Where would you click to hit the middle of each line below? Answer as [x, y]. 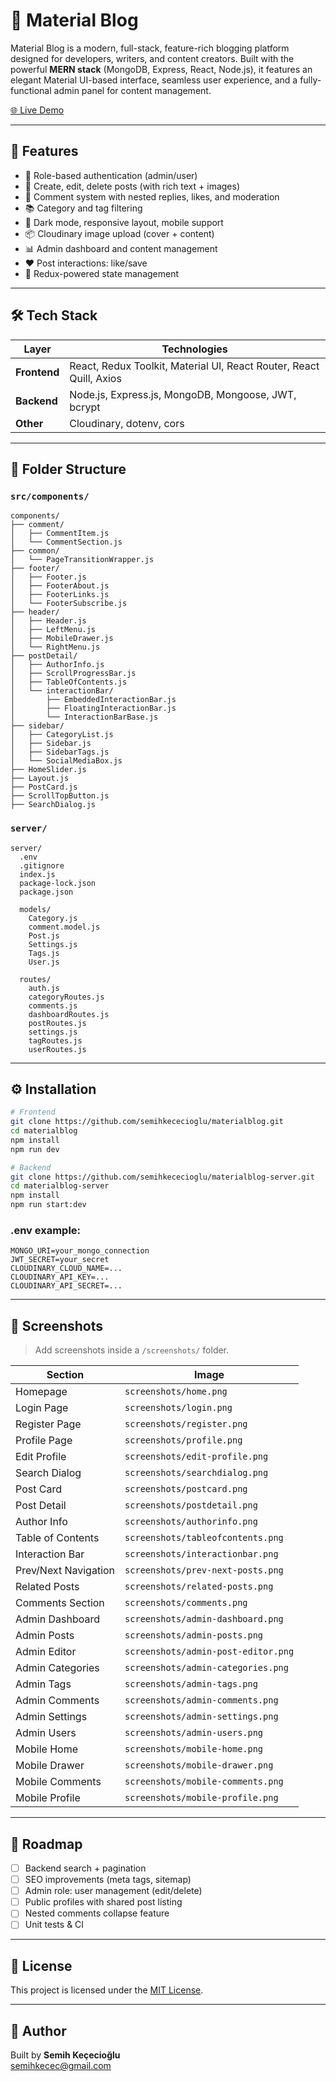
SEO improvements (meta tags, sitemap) [108, 1880]
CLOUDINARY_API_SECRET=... [66, 1286]
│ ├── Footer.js [48, 577]
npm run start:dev [48, 1205]
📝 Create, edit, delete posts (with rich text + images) [132, 186]
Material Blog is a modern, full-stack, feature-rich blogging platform [150, 48]
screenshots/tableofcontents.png [204, 1538]
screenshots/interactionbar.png [201, 1554]
